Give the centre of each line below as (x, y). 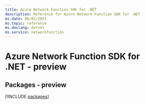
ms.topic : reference (26, 23)
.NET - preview (36, 67)
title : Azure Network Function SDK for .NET (51, 10)
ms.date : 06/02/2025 (26, 19)
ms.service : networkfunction (35, 32)
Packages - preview (36, 85)
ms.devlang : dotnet (25, 28)
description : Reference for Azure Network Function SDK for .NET (72, 14)
